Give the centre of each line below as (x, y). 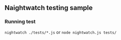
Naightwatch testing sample (49, 8)
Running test (20, 22)
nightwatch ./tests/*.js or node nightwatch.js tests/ (61, 32)
